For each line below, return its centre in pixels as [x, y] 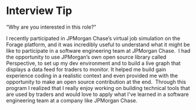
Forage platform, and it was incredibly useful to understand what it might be [98, 44]
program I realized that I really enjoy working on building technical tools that [98, 88]
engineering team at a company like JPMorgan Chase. [72, 100]
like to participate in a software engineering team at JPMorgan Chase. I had [98, 50]
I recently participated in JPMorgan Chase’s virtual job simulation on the [93, 38]
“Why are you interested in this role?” [51, 27]
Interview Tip [39, 11]
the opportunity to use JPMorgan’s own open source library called [86, 57]
